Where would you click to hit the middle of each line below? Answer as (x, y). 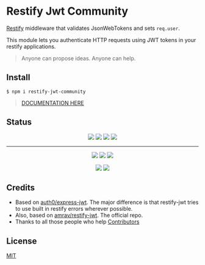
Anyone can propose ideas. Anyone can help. (78, 58)
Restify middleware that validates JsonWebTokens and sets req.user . (93, 28)
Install (18, 78)
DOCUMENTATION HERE (52, 103)
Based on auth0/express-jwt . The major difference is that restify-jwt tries (107, 202)
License (22, 241)
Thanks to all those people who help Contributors (77, 222)
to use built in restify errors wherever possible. (74, 209)
